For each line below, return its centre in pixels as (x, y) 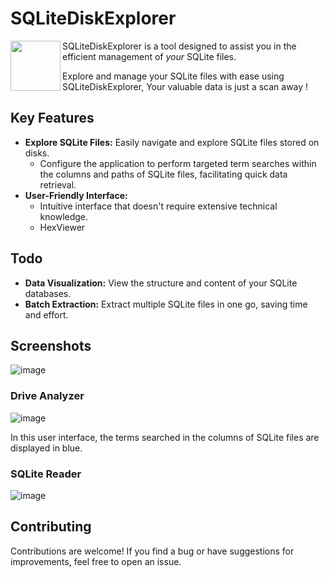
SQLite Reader (46, 474)
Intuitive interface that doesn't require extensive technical (158, 206)
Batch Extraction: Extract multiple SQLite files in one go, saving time (166, 304)
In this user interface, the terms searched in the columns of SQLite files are (165, 437)
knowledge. (64, 216)
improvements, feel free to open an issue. (96, 561)
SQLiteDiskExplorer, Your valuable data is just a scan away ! (185, 86)
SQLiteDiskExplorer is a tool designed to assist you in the (179, 46)
